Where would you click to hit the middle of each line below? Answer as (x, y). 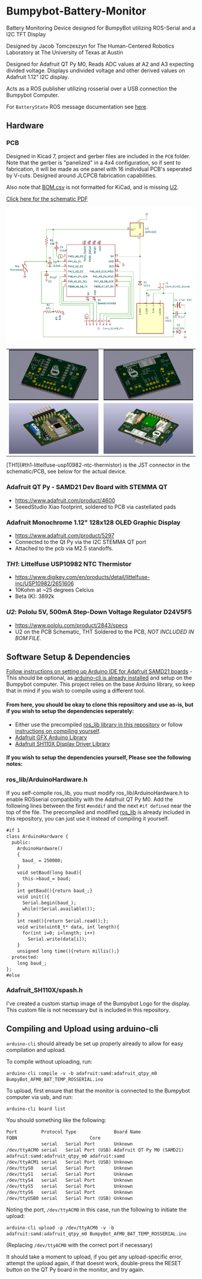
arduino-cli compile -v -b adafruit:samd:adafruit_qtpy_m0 (82, 1073)
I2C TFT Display (26, 34)
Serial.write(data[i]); (57, 939)
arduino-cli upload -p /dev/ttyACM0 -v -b (60, 1228)
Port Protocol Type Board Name (74, 1132)
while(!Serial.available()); (59, 909)
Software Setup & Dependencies (68, 657)
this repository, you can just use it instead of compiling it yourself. (88, 818)
